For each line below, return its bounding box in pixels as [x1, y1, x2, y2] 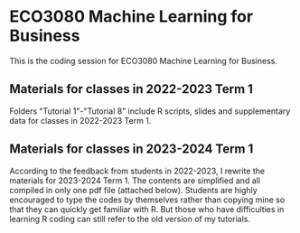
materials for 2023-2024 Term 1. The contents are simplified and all [9, 174, 260, 186]
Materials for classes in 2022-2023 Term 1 [9, 81, 253, 97]
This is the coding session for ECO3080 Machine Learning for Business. [9, 55, 278, 66]
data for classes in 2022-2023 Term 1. [9, 115, 152, 126]
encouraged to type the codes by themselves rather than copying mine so [9, 194, 286, 205]
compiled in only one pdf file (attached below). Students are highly [9, 184, 258, 195]
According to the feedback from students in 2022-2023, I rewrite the [9, 165, 265, 176]
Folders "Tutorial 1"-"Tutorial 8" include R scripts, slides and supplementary [9, 106, 291, 116]
